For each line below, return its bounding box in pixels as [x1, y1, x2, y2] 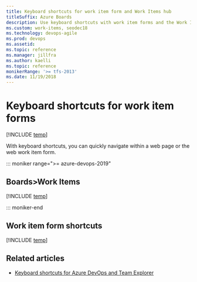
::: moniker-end [6, 203, 43, 211]
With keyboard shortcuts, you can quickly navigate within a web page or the [6, 142, 190, 150]
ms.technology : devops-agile [6, 30, 77, 36]
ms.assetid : [6, 42, 35, 47]
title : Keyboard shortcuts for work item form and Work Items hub [6, 8, 172, 15]
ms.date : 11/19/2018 [6, 74, 57, 80]
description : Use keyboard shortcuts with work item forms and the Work [6, 19, 188, 25]
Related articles [6, 253, 64, 264]
